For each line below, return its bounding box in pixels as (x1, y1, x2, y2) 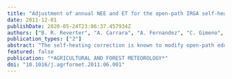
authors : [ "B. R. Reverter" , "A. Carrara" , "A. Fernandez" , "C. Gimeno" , (7, 29, 224, 36)
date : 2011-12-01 (7, 16, 57, 23)
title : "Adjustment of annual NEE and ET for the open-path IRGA (7, 10, 199, 17)
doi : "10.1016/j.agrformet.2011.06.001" (7, 61, 126, 68)
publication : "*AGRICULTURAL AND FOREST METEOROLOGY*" (7, 55, 168, 62)
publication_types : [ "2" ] (7, 36, 81, 43)
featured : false (7, 49, 54, 56)
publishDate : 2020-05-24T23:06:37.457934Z (7, 23, 131, 30)
